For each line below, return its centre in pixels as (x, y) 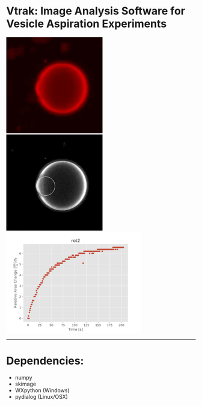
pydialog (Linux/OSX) (41, 396)
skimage (26, 384)
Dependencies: (45, 361)
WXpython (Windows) (42, 390)
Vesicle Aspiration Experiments (87, 24)
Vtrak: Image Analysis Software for (96, 11)
